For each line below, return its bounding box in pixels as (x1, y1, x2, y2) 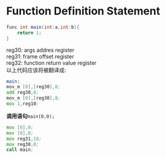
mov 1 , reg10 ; (6, 101, 39, 107)
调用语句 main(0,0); (6, 112, 55, 119)
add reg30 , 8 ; (6, 89, 39, 96)
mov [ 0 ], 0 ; (6, 124, 34, 130)
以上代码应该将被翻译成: (6, 66, 66, 74)
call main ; (6, 147, 34, 153)
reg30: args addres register (6, 46, 75, 54)
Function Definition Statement (6, 4, 161, 18)
